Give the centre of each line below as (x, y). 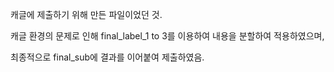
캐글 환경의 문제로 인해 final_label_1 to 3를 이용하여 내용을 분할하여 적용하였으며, (167, 36)
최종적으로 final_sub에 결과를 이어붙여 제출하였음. (107, 57)
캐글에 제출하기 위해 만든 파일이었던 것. (86, 14)
